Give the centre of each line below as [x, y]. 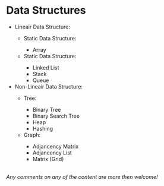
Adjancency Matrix [56, 146]
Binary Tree [47, 109]
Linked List [46, 67]
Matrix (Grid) [48, 159]
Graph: [32, 135]
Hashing [43, 128]
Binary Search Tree [56, 116]
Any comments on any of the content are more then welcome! [82, 176]
